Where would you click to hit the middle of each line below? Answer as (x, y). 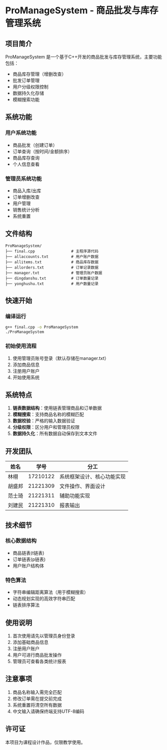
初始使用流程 (21, 346)
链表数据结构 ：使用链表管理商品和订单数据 (57, 408)
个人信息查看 (26, 164)
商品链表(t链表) (28, 553)
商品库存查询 (26, 158)
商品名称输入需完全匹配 (37, 692)
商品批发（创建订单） (35, 145)
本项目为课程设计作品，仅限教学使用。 (45, 742)
